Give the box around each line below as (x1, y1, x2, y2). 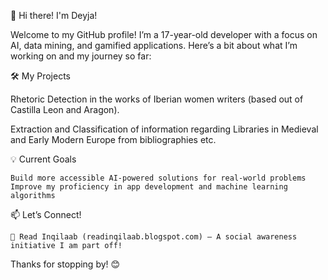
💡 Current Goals (10, 153, 77, 165)
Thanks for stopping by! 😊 (10, 258, 121, 270)
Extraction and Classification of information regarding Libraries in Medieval (10, 123, 319, 135)
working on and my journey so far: (10, 50, 152, 62)
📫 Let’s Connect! (10, 209, 82, 220)
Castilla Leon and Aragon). (10, 104, 120, 115)
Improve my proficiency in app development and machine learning (10, 182, 288, 192)
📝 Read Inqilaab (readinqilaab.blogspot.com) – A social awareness (10, 232, 298, 242)
